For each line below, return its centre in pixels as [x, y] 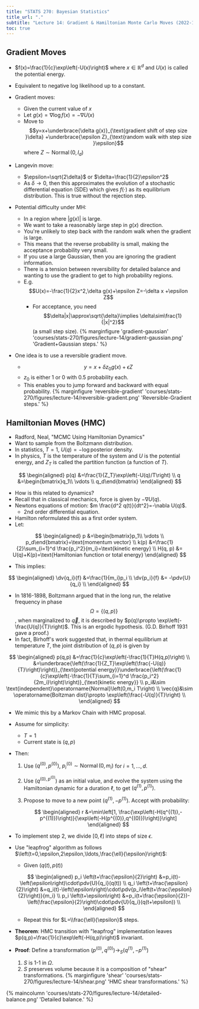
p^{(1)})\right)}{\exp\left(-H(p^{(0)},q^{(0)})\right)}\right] [108, 818]
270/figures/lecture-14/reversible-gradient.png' [82, 398]
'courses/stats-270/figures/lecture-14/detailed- [104, 993]
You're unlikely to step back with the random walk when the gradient [107, 231]
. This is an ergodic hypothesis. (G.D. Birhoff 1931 [128, 627]
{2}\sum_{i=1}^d [36, 548]
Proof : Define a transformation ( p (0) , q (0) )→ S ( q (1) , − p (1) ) [82, 950]
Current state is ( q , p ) [49, 742]
